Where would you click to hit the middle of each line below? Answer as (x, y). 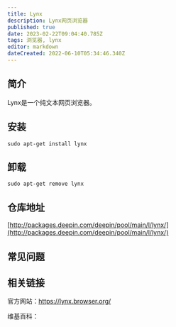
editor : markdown (33, 47)
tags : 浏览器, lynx (34, 40)
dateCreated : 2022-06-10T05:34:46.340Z (66, 54)
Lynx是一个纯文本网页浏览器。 (51, 102)
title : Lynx (25, 14)
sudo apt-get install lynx (47, 144)
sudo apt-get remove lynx (45, 184)
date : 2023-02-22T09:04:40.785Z (55, 34)
